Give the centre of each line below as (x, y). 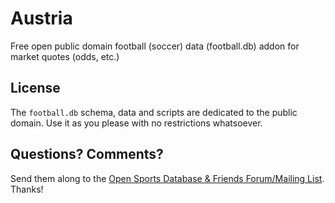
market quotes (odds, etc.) (65, 56)
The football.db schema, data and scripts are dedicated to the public (154, 112)
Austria (41, 18)
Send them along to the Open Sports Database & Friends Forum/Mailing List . (167, 178)
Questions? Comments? (87, 154)
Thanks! (27, 189)
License (35, 88)
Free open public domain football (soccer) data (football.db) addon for (155, 46)
